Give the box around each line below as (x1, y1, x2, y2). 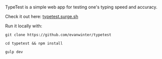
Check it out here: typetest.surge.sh (5, 14, 79, 19)
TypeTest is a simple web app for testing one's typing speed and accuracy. (5, 4, 158, 10)
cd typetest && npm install (5, 41, 63, 46)
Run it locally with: (5, 23, 42, 29)
